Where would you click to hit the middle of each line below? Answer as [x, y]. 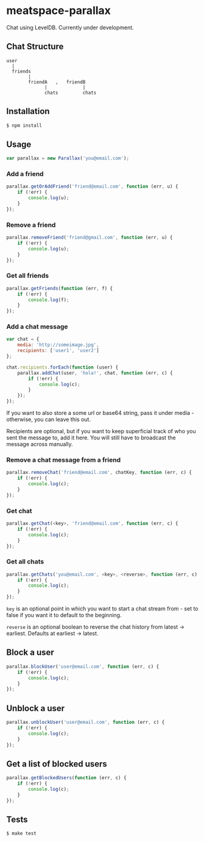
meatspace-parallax [59, 11]
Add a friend [25, 174]
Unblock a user [36, 708]
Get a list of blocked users [57, 764]
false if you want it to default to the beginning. [64, 615]
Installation [28, 111]
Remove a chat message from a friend [63, 459]
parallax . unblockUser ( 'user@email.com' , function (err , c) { [86, 723]
